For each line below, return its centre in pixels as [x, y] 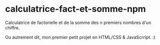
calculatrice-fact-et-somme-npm [76, 9]
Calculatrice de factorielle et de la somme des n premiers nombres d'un [78, 22]
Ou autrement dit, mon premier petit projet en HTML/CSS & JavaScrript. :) [80, 37]
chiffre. [12, 27]
